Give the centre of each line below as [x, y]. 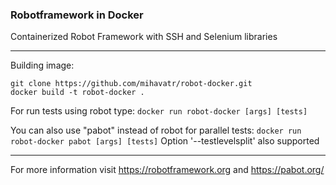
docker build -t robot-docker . [77, 93]
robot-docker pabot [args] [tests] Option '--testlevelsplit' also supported [165, 141]
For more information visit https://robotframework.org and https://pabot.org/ [167, 170]
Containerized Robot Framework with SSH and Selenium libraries [144, 37]
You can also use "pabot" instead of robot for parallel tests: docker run [156, 130]
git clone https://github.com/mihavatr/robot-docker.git [131, 84]
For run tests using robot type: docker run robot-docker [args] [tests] [159, 111]
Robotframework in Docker [77, 15]
